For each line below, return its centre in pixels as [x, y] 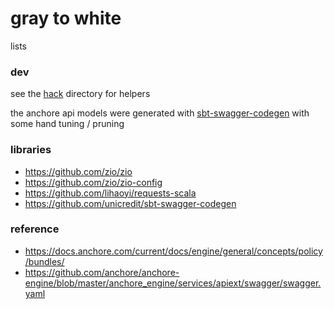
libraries [31, 150]
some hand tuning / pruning [67, 124]
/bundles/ [44, 261]
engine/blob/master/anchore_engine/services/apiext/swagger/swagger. [173, 283]
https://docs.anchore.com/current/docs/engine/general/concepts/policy [173, 251]
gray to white [66, 18]
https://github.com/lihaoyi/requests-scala [110, 193]
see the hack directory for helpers [80, 94]
